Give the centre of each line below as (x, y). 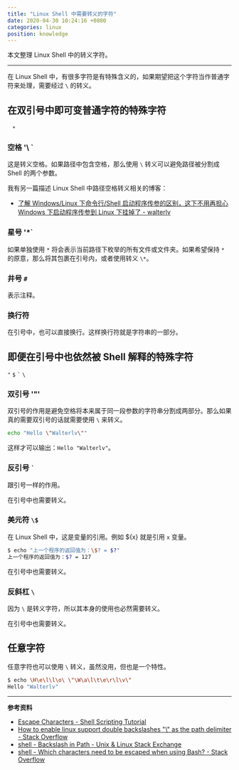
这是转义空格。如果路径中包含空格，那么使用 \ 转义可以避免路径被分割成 (114, 164)
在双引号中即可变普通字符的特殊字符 (87, 110)
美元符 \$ (23, 520)
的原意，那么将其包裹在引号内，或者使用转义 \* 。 (80, 258)
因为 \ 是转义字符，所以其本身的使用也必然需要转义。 (86, 608)
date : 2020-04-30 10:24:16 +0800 (57, 21)
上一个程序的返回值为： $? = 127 (49, 557)
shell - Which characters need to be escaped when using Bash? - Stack (123, 752)
